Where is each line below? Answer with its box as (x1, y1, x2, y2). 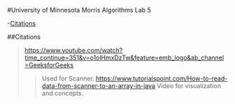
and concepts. (41, 89, 84, 97)
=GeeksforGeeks (24, 61, 74, 69)
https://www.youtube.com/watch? (24, 46, 123, 54)
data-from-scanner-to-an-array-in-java (41, 82, 156, 89)
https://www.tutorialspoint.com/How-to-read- (95, 74, 228, 83)
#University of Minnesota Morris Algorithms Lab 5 (7, 6, 152, 14)
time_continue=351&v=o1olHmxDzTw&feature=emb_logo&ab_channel (24, 53, 225, 62)
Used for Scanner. (41, 74, 94, 83)
